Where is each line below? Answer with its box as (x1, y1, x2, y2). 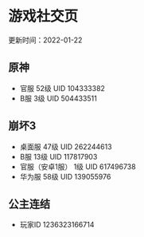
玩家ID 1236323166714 (19, 220, 95, 230)
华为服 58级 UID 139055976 (19, 172, 111, 181)
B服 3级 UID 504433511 (19, 93, 97, 103)
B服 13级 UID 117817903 (19, 152, 98, 161)
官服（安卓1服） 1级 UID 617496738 (19, 161, 137, 172)
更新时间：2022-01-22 (8, 35, 83, 45)
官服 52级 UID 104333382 (19, 83, 106, 93)
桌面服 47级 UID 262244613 (19, 141, 113, 152)
